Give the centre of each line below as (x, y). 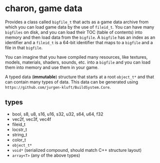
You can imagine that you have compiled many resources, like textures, (76, 57)
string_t (20, 134)
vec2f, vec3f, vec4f (32, 119)
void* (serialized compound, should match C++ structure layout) (77, 150)
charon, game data (44, 8)
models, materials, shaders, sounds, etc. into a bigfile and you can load (78, 62)
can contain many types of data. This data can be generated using (72, 82)
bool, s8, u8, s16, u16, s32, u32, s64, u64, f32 (58, 114)
